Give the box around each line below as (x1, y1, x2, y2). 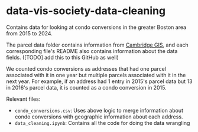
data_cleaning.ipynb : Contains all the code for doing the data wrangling (14, 119, 190, 126)
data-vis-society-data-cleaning (6, 4, 166, 18)
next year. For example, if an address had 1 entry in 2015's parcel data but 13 (6, 78, 193, 85)
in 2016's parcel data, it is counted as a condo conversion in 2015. (6, 84, 167, 91)
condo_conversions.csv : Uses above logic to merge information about (14, 107, 183, 114)
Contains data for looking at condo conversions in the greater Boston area (6, 24, 187, 31)
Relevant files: (6, 95, 41, 103)
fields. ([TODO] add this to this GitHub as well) (6, 54, 119, 61)
